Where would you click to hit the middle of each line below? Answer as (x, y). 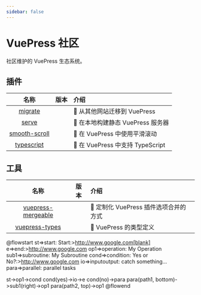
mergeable (38, 215)
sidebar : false (25, 12)
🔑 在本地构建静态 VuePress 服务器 (121, 123)
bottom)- (166, 279)
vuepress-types (38, 227)
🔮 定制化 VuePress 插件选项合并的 (138, 207)
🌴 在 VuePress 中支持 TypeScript (119, 145)
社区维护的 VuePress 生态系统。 (46, 61)
